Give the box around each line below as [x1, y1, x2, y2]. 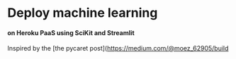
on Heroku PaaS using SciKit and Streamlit [7, 28, 135, 37]
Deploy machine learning [7, 5, 158, 21]
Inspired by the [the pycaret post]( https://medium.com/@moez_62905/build [7, 44, 229, 53]
